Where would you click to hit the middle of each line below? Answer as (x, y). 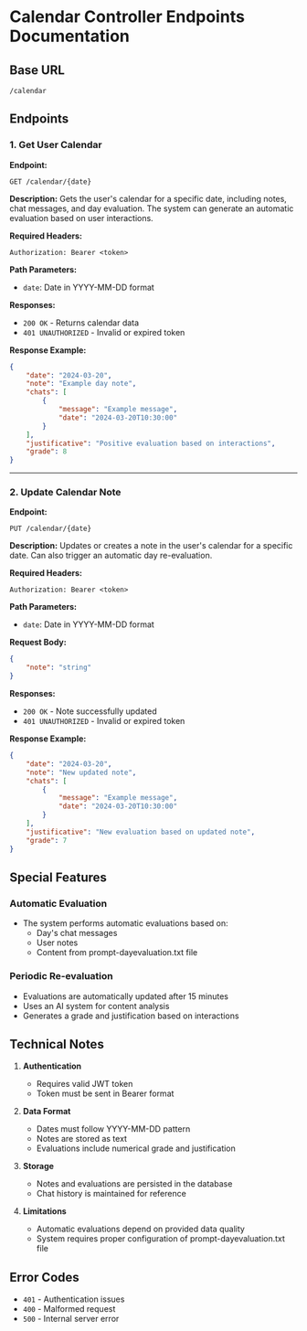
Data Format (47, 1112)
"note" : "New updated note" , (81, 772)
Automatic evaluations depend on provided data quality (140, 1229)
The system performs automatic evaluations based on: (125, 923)
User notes (57, 942)
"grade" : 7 (47, 840)
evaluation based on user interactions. (81, 218)
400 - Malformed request (69, 1309)
